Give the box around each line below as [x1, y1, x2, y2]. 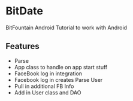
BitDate [5, 4, 43, 18]
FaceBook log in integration [14, 70, 82, 77]
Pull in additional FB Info [14, 82, 74, 90]
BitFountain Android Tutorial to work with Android [5, 24, 127, 31]
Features [5, 41, 40, 51]
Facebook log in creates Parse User [14, 76, 103, 83]
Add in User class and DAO [14, 88, 81, 96]
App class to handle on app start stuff [14, 63, 108, 71]
